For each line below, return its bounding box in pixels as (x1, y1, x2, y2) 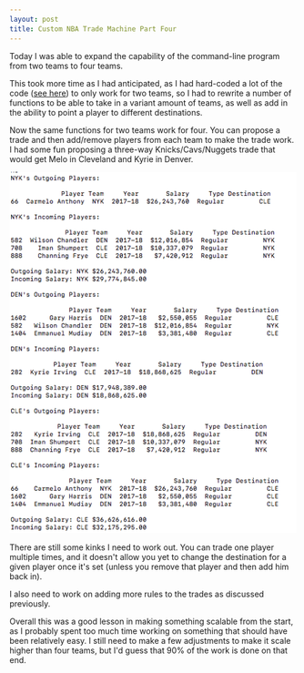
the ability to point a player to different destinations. (9, 107, 203, 117)
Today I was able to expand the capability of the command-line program (9, 50, 280, 61)
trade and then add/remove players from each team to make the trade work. (9, 134, 295, 145)
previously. (9, 598, 51, 609)
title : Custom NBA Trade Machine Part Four (9, 24, 177, 34)
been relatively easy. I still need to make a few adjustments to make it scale (9, 636, 291, 647)
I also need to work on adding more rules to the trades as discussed (9, 588, 265, 600)
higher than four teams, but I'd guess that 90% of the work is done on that (9, 645, 289, 656)
